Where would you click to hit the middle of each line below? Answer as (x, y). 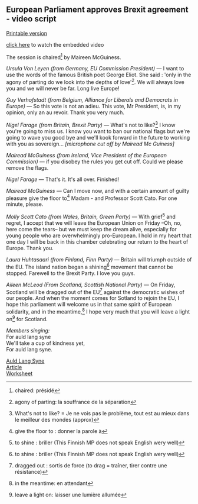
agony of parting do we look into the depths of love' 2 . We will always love (95, 82)
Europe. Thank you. (30, 248)
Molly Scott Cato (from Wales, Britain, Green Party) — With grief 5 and (91, 217)
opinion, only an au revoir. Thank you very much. (65, 112)
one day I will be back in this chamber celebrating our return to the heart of (97, 242)
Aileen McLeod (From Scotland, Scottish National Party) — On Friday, (91, 285)
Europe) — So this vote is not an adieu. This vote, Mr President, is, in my (94, 106)
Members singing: (28, 330)
